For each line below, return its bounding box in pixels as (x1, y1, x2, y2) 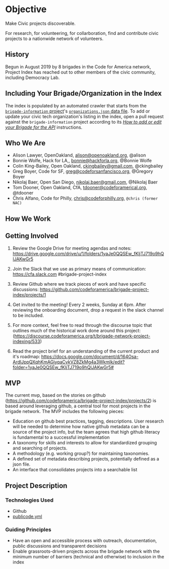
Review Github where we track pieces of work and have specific (12, 281, 146, 287)
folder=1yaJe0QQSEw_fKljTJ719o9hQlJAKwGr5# (12, 364, 114, 370)
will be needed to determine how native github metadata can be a (12, 424, 149, 430)
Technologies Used (5, 497, 54, 504)
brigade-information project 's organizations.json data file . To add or (5, 108, 150, 114)
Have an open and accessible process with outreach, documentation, (12, 538, 157, 544)
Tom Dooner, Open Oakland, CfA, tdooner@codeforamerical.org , (12, 184, 147, 191)
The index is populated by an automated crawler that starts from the (5, 102, 147, 108)
